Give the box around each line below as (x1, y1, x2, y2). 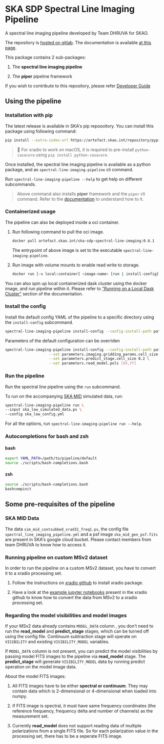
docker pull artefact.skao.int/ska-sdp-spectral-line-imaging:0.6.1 (12, 238, 155, 243)
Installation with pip (5, 112, 53, 119)
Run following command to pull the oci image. (12, 229, 104, 235)
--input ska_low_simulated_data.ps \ (5, 407, 82, 412)
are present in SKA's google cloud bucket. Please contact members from (5, 536, 151, 542)
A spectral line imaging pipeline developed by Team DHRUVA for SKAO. (5, 30, 149, 36)
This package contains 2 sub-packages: (5, 54, 86, 60)
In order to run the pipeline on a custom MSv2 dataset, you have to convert (5, 565, 156, 571)
